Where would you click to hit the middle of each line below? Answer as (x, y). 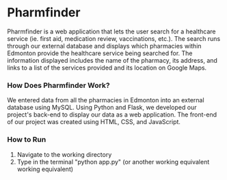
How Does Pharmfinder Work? (59, 85)
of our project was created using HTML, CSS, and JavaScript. (94, 122)
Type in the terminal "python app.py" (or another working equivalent (113, 162)
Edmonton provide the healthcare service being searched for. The (100, 53)
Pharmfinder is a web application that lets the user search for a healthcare (111, 31)
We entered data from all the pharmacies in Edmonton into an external (106, 100)
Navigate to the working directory (64, 154)
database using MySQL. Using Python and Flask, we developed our (102, 108)
